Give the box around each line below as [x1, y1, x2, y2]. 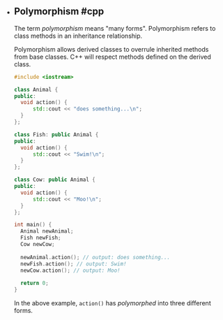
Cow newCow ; [20, 241, 55, 248]
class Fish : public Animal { [13, 131, 99, 138]
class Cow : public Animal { [13, 176, 95, 184]
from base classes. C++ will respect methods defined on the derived [13, 52, 211, 61]
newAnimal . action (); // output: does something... [20, 254, 171, 261]
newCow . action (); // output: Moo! [20, 267, 121, 274]
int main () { [13, 221, 52, 228]
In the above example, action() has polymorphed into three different [13, 299, 211, 307]
